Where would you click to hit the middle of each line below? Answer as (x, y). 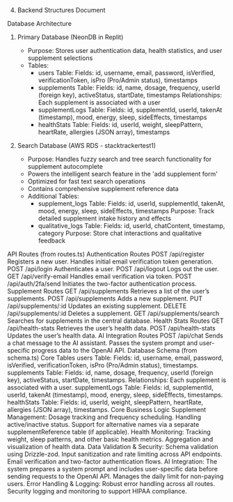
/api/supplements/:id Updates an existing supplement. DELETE (97, 306)
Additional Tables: (54, 196)
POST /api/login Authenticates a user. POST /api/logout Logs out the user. (113, 269)
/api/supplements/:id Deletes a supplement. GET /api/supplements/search (113, 313)
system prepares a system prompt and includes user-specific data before (112, 469)
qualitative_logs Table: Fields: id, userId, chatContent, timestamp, (131, 226)
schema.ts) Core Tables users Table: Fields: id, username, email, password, (115, 358)
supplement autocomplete (65, 166)
